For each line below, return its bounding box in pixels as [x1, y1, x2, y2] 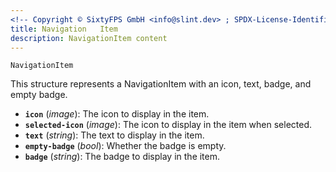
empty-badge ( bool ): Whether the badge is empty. [24, 140, 227, 152]
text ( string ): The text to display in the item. [24, 129, 205, 141]
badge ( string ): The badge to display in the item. [24, 151, 221, 163]
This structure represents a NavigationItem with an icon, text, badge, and [10, 78, 312, 90]
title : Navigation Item [10, 24, 118, 34]
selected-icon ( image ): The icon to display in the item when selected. [24, 119, 313, 131]
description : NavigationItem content [10, 33, 168, 43]
